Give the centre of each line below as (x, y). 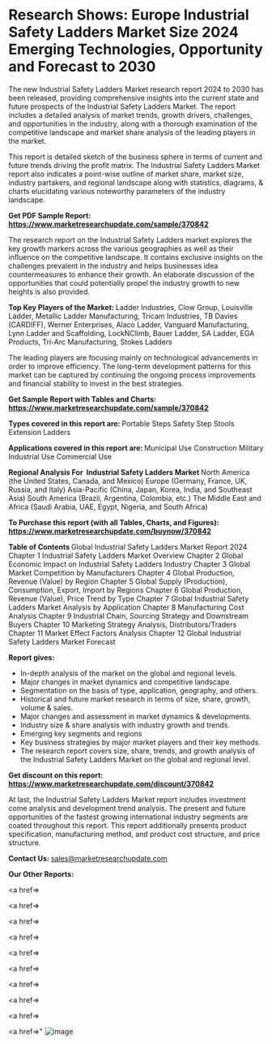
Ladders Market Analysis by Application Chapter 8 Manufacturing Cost (126, 607)
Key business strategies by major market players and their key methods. (140, 742)
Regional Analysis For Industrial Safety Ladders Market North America (129, 472)
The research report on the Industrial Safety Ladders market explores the (130, 239)
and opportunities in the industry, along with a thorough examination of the (133, 123)
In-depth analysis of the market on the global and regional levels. (128, 673)
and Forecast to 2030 (82, 67)
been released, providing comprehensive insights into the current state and (134, 97)
